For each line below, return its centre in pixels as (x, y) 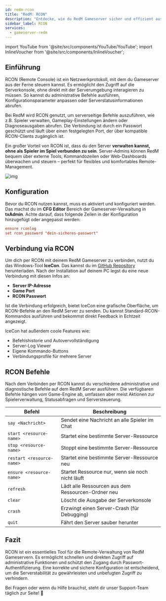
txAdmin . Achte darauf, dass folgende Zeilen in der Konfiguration (72, 214)
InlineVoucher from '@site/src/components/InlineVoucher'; (65, 52)
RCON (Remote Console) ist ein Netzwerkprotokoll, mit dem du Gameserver (82, 79)
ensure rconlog (21, 228)
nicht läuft (72, 478)
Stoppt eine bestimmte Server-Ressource (109, 448)
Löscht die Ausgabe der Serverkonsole (106, 500)
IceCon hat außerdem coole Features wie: (48, 331)
